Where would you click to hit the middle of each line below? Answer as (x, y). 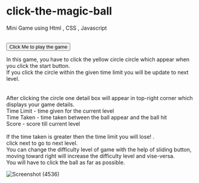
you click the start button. (38, 65)
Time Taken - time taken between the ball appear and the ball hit (87, 117)
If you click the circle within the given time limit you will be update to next (97, 72)
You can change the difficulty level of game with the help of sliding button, (99, 149)
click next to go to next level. (42, 143)
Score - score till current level (43, 124)
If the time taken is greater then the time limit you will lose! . (80, 136)
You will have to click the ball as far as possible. (66, 162)
